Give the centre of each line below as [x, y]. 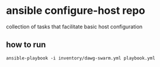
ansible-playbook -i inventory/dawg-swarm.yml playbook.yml [81, 58]
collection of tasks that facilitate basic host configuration [74, 27]
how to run [26, 45]
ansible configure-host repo [76, 11]
